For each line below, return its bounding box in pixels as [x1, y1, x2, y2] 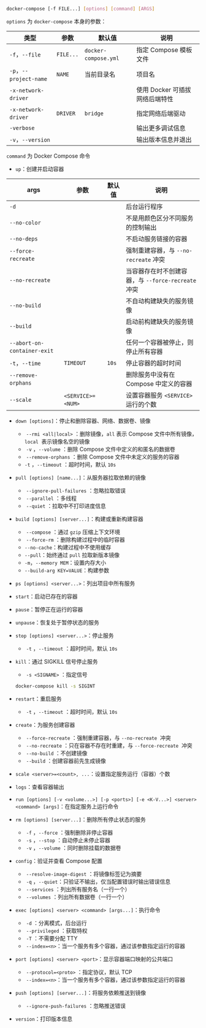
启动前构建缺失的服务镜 [125, 317, 194, 326]
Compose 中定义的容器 [125, 379, 193, 388]
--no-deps [9, 235, 38, 242]
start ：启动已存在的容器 [15, 593, 78, 600]
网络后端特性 [136, 94, 174, 103]
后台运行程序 [125, 202, 163, 211]
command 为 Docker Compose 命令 [6, 152, 91, 159]
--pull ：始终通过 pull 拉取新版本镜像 [24, 551, 120, 558]
